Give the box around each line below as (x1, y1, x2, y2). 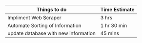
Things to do (36, 6, 67, 13)
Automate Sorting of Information (7, 22, 81, 29)
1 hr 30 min (100, 22, 127, 29)
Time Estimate (100, 6, 135, 13)
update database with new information (7, 30, 96, 37)
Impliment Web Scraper (7, 14, 62, 21)
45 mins (100, 30, 120, 37)
